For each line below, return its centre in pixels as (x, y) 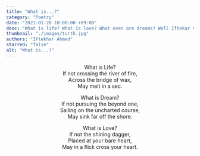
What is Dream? (100, 97)
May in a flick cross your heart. (100, 147)
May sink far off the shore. (100, 116)
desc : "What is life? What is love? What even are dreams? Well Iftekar (98, 28)
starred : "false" (28, 45)
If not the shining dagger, (100, 134)
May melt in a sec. (100, 86)
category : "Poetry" (30, 17)
